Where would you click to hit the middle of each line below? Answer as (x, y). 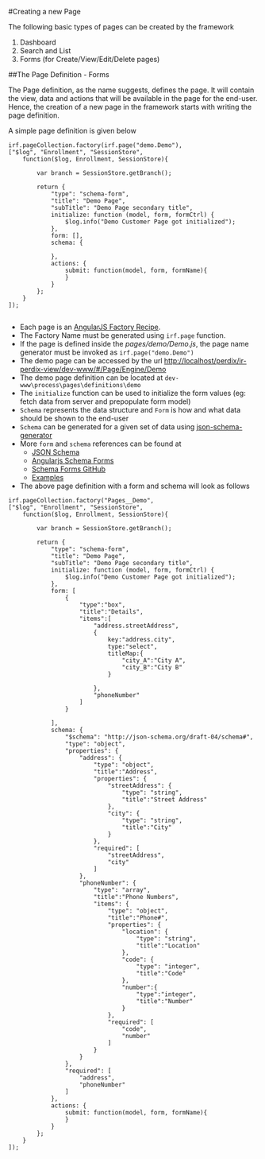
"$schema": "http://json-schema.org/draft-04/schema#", (159, 737)
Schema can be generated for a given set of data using (107, 427)
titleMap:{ (126, 653)
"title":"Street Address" (165, 800)
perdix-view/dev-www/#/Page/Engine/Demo (93, 369)
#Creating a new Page (44, 12)
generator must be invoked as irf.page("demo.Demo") (107, 352)
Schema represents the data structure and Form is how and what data (130, 410)
